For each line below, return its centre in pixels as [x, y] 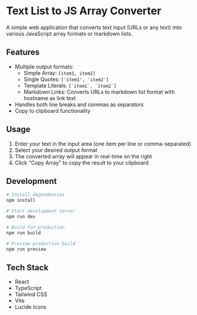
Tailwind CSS [31, 294]
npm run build [24, 233]
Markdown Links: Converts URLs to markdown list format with [99, 92]
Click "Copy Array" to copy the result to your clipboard [82, 163]
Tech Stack [27, 267]
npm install [21, 201]
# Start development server [41, 211]
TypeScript [28, 288]
